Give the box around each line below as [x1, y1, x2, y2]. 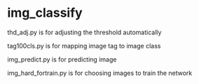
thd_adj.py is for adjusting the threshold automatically [7, 28, 162, 36]
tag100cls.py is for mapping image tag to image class [7, 41, 161, 50]
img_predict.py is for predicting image [7, 55, 117, 64]
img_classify [7, 5, 83, 21]
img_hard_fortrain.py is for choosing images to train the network [7, 69, 193, 77]
